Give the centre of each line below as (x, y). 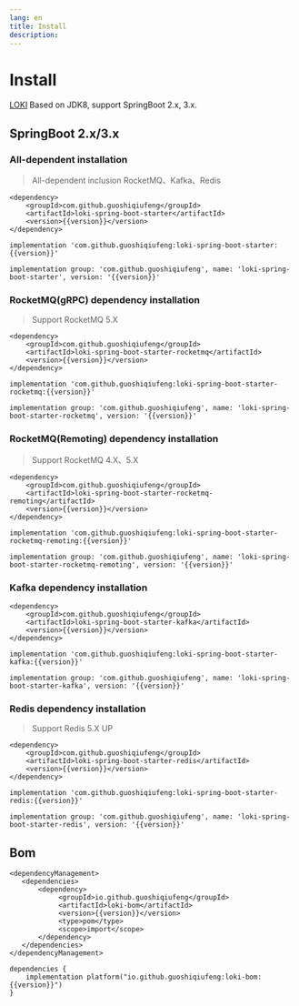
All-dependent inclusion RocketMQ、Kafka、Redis (126, 180)
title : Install (38, 26)
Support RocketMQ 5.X (75, 320)
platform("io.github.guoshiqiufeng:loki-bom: (174, 977)
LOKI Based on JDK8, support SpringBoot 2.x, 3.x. (103, 105)
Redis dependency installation (78, 709)
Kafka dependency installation (79, 588)
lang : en (26, 18)
